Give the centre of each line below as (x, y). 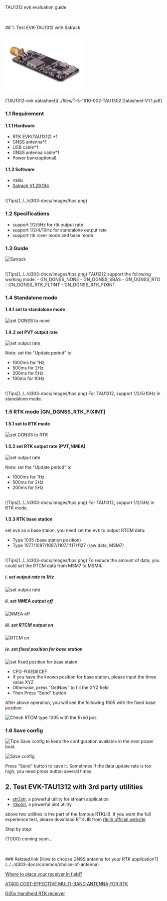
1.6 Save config (24, 730)
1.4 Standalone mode (31, 297)
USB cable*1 (25, 147)
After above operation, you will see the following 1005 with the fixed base (81, 702)
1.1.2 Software (20, 169)
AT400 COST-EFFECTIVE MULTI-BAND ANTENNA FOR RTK (67, 883)
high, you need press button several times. (49, 771)
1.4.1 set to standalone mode (35, 309)
